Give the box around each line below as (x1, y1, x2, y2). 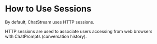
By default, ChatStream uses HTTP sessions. (5, 19, 95, 25)
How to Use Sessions (5, 3, 92, 14)
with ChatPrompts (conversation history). (5, 33, 87, 39)
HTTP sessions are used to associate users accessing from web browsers (5, 28, 153, 34)
